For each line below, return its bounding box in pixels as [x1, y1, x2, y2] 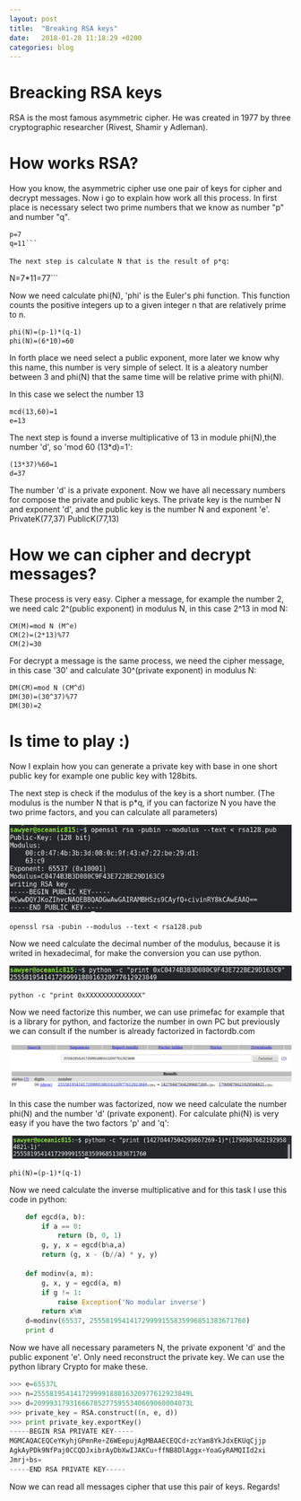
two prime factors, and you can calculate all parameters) [9, 807, 218, 817]
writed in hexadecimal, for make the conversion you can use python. [9, 947, 262, 958]
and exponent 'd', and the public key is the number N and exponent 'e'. [9, 504, 271, 515]
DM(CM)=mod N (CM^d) [9, 683, 87, 693]
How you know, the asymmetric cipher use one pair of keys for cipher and [9, 183, 282, 194]
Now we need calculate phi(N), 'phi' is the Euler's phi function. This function [9, 290, 291, 301]
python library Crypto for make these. [9, 1361, 149, 1373]
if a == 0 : [41, 1222, 82, 1231]
